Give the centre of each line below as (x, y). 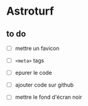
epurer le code (33, 73)
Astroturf (30, 11)
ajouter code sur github (44, 85)
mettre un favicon (37, 48)
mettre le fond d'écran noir (49, 97)
